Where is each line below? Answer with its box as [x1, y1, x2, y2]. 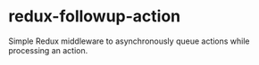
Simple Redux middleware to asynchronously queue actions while [8, 36, 251, 46]
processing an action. [8, 45, 88, 55]
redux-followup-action [8, 6, 181, 27]
